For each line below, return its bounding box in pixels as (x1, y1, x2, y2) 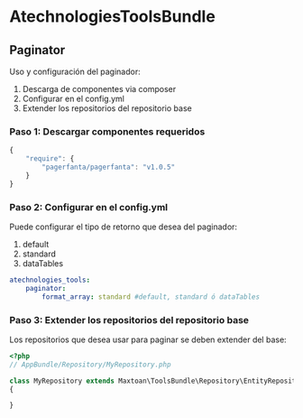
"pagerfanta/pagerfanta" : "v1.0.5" (41, 163, 176, 172)
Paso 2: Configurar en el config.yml (9, 200, 169, 213)
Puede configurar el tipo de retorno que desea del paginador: (9, 221, 237, 232)
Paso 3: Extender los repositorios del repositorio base (9, 313, 250, 326)
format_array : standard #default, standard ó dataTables (41, 292, 260, 302)
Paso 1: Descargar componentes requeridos (9, 125, 206, 137)
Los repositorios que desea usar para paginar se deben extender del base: (9, 334, 287, 345)
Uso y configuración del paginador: (9, 66, 142, 77)
